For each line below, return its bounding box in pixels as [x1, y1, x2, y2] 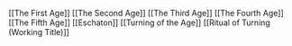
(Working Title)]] [8, 27, 69, 37]
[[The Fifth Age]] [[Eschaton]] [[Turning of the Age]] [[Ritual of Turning [8, 17, 271, 28]
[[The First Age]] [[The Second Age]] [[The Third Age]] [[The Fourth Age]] [8, 8, 285, 18]
